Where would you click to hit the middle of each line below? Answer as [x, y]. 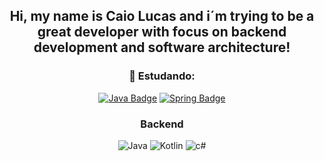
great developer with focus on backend [162, 32]
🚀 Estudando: [162, 76]
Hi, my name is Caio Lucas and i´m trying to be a [162, 16]
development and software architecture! [162, 47]
